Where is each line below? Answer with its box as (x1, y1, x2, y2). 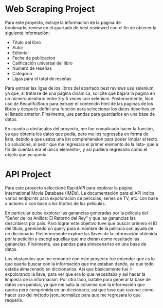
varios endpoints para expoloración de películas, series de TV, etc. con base (5, 195, 158, 201)
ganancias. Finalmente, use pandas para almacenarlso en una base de (5, 241, 146, 247)
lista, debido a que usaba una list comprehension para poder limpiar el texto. (5, 136, 159, 142)
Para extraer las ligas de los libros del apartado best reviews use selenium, (5, 85, 155, 91)
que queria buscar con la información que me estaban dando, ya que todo (5, 261, 154, 267)
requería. (5, 297, 23, 303)
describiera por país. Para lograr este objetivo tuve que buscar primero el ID (5, 220, 158, 226)
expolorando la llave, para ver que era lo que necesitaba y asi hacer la (5, 271, 145, 277)
